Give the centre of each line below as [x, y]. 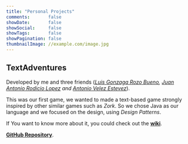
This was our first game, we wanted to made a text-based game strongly [94, 100]
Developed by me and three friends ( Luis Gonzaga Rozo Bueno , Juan [90, 82]
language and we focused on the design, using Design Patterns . [84, 112]
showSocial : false [34, 28]
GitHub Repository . [30, 135]
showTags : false [34, 33]
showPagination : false [34, 39]
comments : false [34, 17]
